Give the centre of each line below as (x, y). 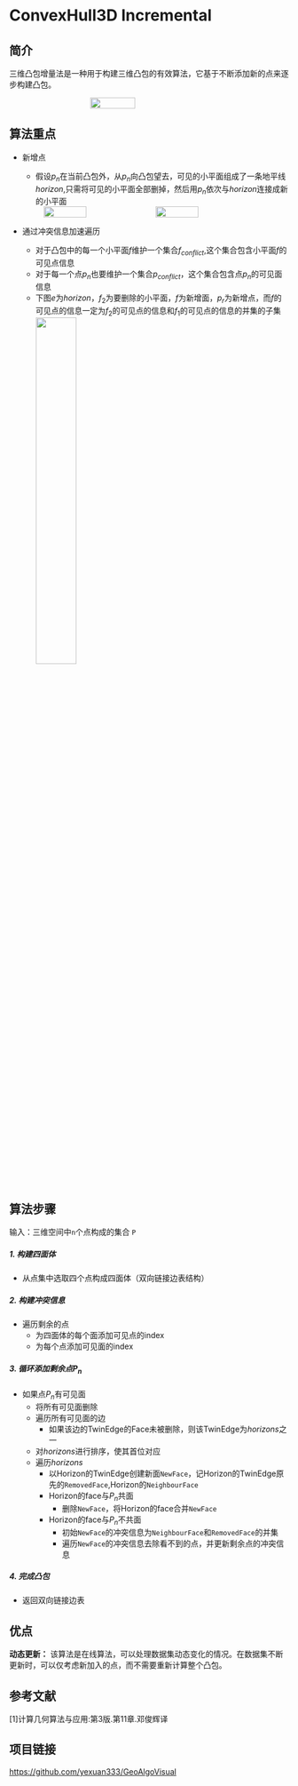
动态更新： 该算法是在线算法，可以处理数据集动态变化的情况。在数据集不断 (146, 1654)
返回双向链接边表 (53, 1600)
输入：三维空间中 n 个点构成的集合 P (73, 1232)
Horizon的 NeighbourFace (155, 1484)
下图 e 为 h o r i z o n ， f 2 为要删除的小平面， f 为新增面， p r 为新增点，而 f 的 (158, 299)
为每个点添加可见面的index (84, 1346)
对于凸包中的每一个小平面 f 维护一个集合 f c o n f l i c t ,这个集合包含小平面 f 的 (161, 251)
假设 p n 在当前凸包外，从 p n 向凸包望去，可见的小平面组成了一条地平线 (161, 177)
